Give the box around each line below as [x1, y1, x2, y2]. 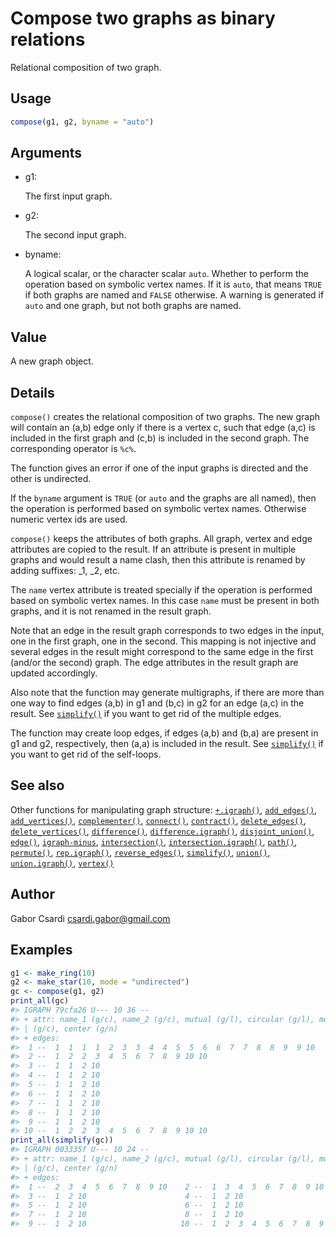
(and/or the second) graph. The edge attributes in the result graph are [10, 657, 299, 669]
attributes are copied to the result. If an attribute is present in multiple [10, 543, 297, 556]
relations [10, 28, 86, 51]
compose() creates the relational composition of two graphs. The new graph [10, 411, 321, 423]
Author [10, 886, 55, 903]
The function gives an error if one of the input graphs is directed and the [10, 462, 309, 474]
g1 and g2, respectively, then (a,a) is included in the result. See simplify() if [10, 738, 325, 750]
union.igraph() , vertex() [10, 857, 115, 869]
